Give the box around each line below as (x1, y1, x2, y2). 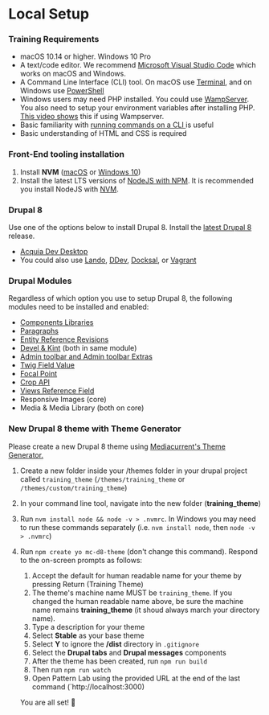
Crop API (19, 377, 51, 387)
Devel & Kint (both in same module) (19, 343, 137, 353)
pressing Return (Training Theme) (31, 579, 145, 589)
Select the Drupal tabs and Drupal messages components (31, 647, 226, 657)
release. (8, 231, 35, 241)
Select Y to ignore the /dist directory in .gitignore (31, 639, 199, 648)
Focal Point (19, 369, 58, 379)
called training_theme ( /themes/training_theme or (19, 474, 185, 483)
